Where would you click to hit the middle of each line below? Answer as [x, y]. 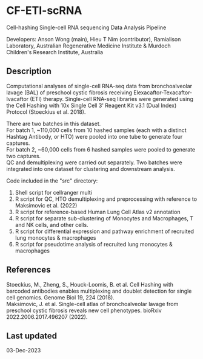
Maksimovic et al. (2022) [46, 205]
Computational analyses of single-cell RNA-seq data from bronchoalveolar [99, 86]
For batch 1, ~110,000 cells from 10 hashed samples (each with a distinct [96, 130]
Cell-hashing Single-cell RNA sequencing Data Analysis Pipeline [86, 27]
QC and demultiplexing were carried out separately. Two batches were [95, 162]
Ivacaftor [18, 99]
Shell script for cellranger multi [53, 192]
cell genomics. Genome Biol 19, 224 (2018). [61, 297]
